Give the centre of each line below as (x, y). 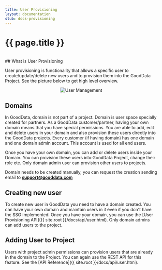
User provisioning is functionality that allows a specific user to (67, 70)
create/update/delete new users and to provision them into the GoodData (78, 76)
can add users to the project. (34, 225)
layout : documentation (28, 14)
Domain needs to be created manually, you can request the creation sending (81, 172)
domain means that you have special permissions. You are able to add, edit (80, 128)
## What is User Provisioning (34, 61)
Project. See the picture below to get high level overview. (62, 81)
